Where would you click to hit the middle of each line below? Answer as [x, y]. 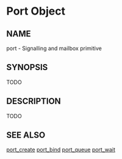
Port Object [36, 11]
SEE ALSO [26, 135]
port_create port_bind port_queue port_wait [61, 150]
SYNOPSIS [27, 67]
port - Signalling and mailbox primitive [54, 48]
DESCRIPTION [34, 101]
